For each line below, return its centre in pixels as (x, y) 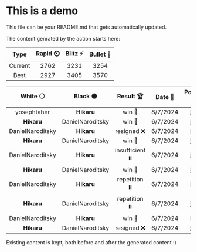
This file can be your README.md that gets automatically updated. (86, 27)
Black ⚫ (86, 96)
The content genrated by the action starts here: (63, 38)
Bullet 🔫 (100, 54)
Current (20, 65)
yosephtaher (33, 112)
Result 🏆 (130, 96)
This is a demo (42, 11)
